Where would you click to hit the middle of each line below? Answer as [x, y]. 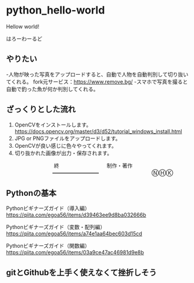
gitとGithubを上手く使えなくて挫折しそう [81, 272]
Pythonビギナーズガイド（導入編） [48, 208]
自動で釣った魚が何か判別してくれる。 [52, 89]
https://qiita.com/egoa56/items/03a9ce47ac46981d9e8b [75, 252]
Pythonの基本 [31, 193]
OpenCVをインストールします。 [53, 125]
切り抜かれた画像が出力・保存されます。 [63, 153]
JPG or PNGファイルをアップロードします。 [68, 138]
